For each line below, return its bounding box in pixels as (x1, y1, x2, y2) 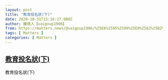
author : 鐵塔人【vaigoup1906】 (5, 21, 66, 26)
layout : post (5, 7, 32, 12)
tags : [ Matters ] (5, 30, 43, 35)
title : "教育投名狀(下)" (5, 12, 52, 17)
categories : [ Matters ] (5, 35, 57, 40)
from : (5, 26, 16, 31)
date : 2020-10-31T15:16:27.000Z (5, 16, 72, 21)
